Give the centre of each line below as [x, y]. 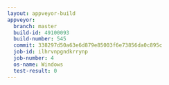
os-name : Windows [38, 64]
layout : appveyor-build [42, 13]
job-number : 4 [34, 58]
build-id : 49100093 [42, 33]
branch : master [35, 26]
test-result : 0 [35, 71]
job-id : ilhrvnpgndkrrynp [51, 52]
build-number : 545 [40, 39]
